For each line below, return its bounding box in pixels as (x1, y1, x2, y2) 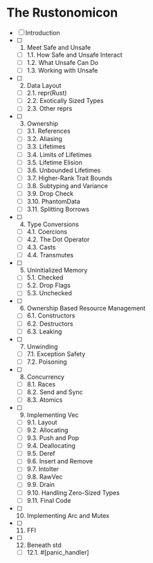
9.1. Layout (26, 418, 57, 426)
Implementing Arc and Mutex (26, 511, 110, 519)
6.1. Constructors (26, 311, 75, 320)
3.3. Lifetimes (26, 142, 66, 151)
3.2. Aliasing (26, 135, 63, 143)
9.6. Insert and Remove (26, 457, 93, 465)
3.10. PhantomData (26, 197, 80, 205)
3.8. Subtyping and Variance (26, 181, 108, 190)
